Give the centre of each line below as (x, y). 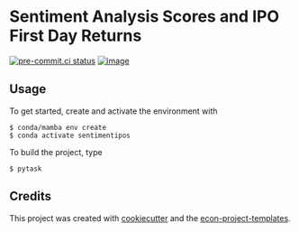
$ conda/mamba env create (58, 127)
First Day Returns (76, 36)
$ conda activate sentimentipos (70, 135)
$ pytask (26, 169)
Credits (31, 196)
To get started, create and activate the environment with (113, 111)
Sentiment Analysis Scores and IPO (144, 17)
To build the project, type (56, 152)
